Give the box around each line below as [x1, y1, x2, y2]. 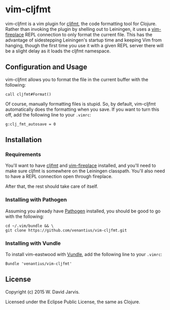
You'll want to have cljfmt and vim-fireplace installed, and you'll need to [5, 163, 156, 169]
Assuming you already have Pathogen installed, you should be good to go [5, 208, 161, 214]
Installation [5, 135, 42, 144]
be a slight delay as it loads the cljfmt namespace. [5, 48, 111, 54]
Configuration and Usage [5, 63, 88, 71]
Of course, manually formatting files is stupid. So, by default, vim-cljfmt [5, 101, 156, 107]
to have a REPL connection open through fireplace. [5, 173, 113, 180]
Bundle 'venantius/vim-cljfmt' [5, 261, 72, 266]
